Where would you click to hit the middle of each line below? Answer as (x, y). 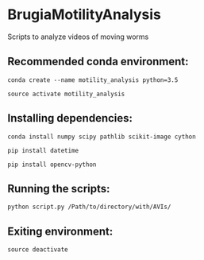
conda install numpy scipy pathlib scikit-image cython (102, 137)
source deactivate (38, 250)
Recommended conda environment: (98, 62)
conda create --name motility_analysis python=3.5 (93, 80)
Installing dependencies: (70, 118)
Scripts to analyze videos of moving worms (78, 37)
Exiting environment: (60, 231)
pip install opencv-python (52, 165)
